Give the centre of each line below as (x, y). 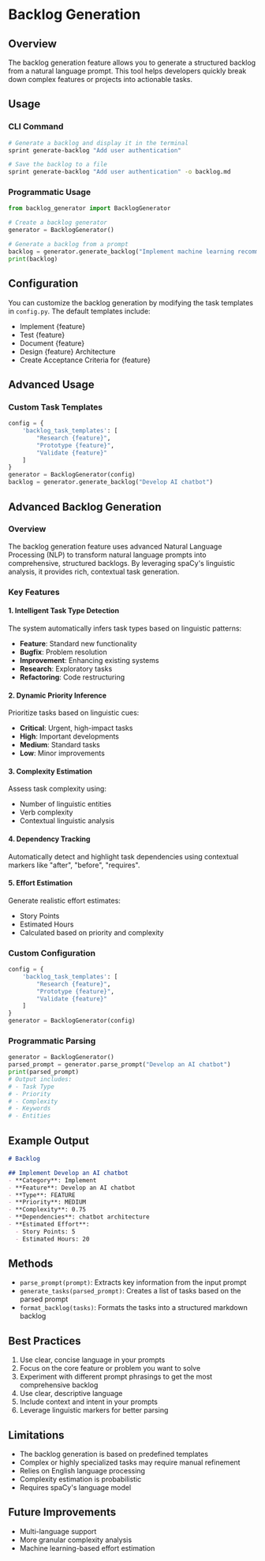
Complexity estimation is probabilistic (80, 1479)
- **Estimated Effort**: (49, 1225)
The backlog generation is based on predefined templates (114, 1454)
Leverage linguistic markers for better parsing (94, 1410)
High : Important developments (69, 736)
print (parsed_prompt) (44, 1072)
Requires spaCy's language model (75, 1488)
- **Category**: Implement (52, 1180)
